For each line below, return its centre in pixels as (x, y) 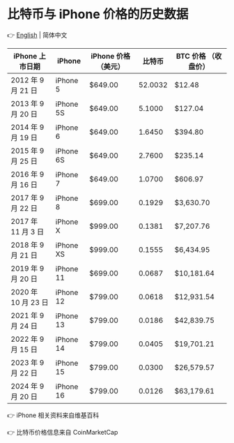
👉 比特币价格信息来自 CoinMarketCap (63, 432)
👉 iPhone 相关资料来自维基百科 (53, 415)
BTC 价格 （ (195, 56)
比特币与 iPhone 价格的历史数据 (98, 14)
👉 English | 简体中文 (37, 35)
